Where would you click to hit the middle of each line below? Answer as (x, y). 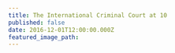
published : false (37, 23)
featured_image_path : (44, 37)
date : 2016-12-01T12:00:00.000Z (61, 30)
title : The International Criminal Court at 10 (88, 15)
